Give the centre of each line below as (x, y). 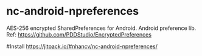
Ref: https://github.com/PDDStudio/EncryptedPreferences (79, 34)
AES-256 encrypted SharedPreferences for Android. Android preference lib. (101, 28)
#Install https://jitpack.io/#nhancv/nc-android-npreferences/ (82, 46)
